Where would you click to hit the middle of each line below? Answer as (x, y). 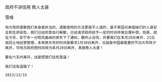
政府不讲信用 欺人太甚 (27, 7)
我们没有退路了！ (20, 67)
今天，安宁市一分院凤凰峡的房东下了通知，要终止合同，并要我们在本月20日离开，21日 (82, 38)
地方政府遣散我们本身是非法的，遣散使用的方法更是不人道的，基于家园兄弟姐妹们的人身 (79, 27)
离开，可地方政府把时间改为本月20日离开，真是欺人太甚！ (54, 48)
